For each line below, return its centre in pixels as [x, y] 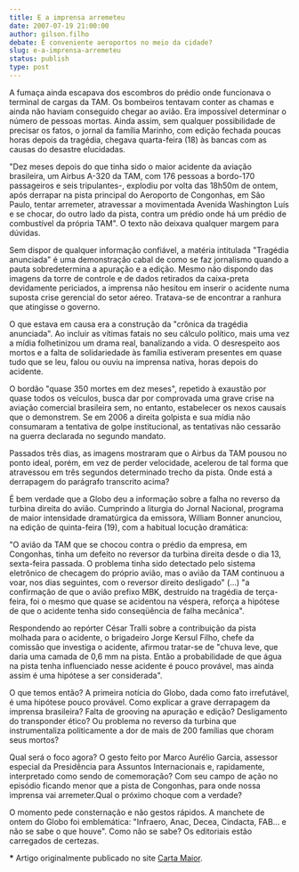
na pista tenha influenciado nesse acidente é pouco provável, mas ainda [141, 665]
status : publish [39, 59]
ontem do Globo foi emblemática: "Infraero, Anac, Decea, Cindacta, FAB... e [148, 821]
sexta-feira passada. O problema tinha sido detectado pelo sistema [133, 563]
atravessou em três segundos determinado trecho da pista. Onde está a [141, 472]
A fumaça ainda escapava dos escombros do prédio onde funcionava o [140, 92]
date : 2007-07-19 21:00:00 [59, 26]
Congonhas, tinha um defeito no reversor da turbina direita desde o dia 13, [145, 554]
